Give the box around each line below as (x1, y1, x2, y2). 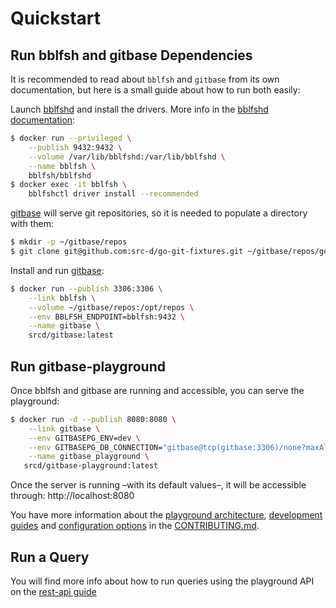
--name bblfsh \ (28, 161, 97, 171)
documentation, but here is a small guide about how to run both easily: (10, 84, 301, 96)
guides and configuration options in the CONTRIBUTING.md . (10, 520, 260, 532)
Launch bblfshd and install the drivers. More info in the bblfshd (10, 103, 269, 115)
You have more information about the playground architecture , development (10, 509, 323, 521)
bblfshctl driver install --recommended (28, 189, 199, 199)
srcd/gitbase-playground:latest (23, 461, 159, 471)
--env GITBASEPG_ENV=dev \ (28, 433, 141, 443)
